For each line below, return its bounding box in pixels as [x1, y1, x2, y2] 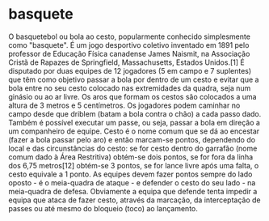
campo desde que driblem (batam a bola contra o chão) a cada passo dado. [8, 108, 262, 118]
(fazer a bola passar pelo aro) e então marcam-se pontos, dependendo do [8, 134, 256, 144]
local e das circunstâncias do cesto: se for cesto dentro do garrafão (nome [8, 143, 258, 153]
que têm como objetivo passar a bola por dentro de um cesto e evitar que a [8, 74, 259, 84]
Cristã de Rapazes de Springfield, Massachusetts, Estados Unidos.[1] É [8, 57, 245, 67]
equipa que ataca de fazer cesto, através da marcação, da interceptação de [8, 195, 261, 205]
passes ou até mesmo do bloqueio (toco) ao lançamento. [8, 203, 198, 213]
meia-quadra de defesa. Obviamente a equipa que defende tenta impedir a [8, 186, 258, 196]
